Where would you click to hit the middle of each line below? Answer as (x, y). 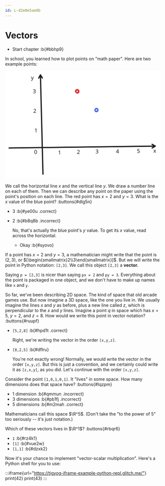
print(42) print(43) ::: (26, 478)
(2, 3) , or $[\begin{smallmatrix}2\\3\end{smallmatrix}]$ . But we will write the (82, 260)
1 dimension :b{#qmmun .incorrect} (48, 394)
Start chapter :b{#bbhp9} (38, 49)
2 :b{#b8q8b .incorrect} (36, 221)
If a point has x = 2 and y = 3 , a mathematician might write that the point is (81, 254)
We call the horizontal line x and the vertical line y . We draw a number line (80, 186)
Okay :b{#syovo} (37, 245)
